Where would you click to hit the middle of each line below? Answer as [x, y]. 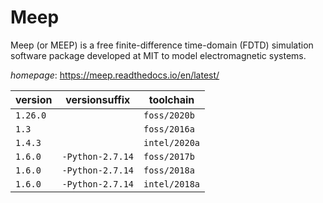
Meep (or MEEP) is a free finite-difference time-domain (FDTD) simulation [162, 45]
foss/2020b [169, 115]
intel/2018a [172, 184]
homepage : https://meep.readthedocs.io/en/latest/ [115, 75]
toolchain [171, 99]
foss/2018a [169, 170]
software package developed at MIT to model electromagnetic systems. [158, 55]
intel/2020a [172, 142]
